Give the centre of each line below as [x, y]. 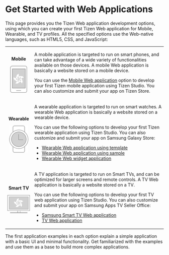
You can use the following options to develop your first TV [94, 195]
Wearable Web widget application [77, 158]
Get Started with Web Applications [79, 9]
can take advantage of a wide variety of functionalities [91, 59]
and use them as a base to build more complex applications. [67, 247]
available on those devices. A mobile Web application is [92, 65]
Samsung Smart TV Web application [79, 215]
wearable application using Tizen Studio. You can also [90, 133]
